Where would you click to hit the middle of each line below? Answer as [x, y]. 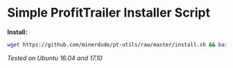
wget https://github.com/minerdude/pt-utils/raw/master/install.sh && [111, 44]
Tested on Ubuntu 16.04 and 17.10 [55, 58]
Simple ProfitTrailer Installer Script [109, 13]
